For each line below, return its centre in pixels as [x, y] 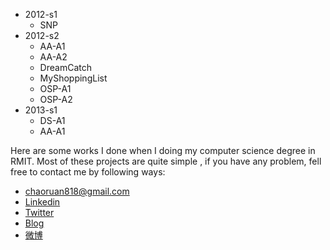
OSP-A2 [56, 99]
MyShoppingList [73, 78]
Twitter [39, 212]
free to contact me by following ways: [88, 172]
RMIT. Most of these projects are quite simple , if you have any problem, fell [166, 161]
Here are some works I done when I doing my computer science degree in [163, 150]
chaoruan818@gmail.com [77, 191]
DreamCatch [65, 67]
